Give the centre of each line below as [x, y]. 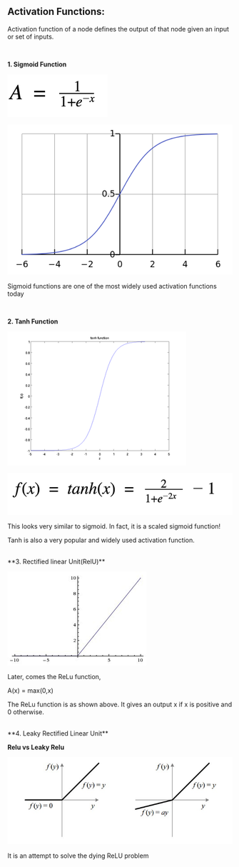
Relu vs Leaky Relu [36, 747]
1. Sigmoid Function [37, 64]
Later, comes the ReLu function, [54, 676]
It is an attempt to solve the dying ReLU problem [78, 856]
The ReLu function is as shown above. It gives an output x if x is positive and [120, 704]
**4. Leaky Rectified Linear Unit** [58, 733]
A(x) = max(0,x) [30, 690]
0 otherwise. [26, 712]
